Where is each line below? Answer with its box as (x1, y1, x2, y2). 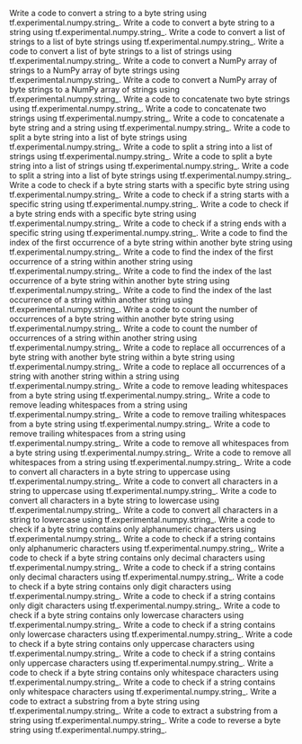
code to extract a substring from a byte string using (9, 696, 200, 706)
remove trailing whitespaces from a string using (9, 428, 186, 439)
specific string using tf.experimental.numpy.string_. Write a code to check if (9, 199, 289, 210)
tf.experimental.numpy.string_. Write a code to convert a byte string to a (9, 17, 276, 28)
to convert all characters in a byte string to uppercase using (9, 467, 231, 477)
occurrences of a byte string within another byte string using (9, 314, 235, 324)
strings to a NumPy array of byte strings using (9, 65, 180, 76)
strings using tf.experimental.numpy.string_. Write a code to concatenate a (9, 112, 285, 123)
